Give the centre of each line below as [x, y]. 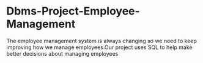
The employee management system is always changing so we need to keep [102, 41]
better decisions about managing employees [62, 53]
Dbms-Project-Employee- [73, 11]
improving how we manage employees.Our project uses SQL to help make [99, 47]
